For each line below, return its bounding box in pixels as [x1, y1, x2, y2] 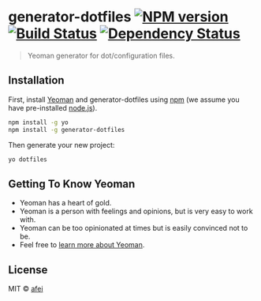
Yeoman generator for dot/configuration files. [27, 51, 175, 60]
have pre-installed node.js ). [8, 103, 98, 112]
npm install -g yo [8, 119, 69, 126]
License [8, 263, 48, 277]
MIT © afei [8, 284, 43, 293]
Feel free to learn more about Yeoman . [19, 240, 145, 250]
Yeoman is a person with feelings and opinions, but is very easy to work [19, 206, 254, 216]
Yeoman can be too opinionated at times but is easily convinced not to [19, 224, 248, 233]
